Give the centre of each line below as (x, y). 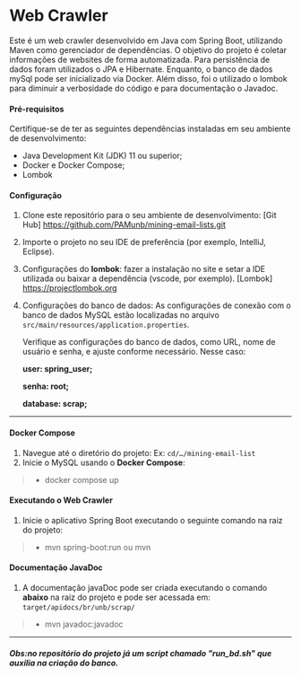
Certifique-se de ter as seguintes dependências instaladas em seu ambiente (150, 129)
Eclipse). (39, 251)
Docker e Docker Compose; (73, 165)
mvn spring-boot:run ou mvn (98, 547)
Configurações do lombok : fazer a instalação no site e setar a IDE (144, 269)
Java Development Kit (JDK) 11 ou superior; (102, 156)
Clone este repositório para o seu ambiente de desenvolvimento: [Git (149, 215)
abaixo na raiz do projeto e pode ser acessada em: (116, 597)
